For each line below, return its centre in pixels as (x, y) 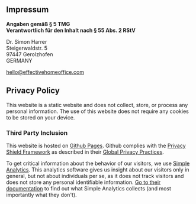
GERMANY (19, 60)
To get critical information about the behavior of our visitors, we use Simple (98, 163)
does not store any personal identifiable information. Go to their (83, 182)
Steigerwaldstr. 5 (27, 48)
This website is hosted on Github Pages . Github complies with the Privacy (96, 145)
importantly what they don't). (41, 195)
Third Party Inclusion (37, 132)
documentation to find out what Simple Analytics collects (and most (89, 188)
